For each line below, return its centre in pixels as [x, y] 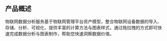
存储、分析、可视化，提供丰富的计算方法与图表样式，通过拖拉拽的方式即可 [81, 27]
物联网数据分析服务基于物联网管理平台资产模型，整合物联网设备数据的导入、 [83, 21]
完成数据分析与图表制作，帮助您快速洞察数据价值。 [62, 34]
